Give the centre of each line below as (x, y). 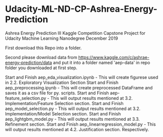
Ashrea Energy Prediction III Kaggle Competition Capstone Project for (75, 33)
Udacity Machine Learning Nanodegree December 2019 (62, 38)
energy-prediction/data (29, 62)
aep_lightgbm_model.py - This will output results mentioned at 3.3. (72, 119)
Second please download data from (41, 57)
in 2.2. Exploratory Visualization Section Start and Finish (62, 82)
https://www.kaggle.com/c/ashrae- (114, 57)
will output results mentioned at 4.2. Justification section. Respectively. (77, 129)
